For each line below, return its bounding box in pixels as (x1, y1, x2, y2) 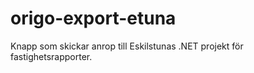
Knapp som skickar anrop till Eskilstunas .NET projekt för (10, 40, 244, 52)
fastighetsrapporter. (10, 50, 93, 62)
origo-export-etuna (10, 7, 177, 30)
